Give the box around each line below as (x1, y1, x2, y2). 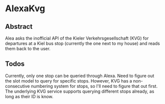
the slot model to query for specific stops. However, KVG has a (5, 78, 133, 83)
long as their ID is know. (5, 93, 54, 99)
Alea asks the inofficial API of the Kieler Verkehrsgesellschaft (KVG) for (5, 35, 149, 41)
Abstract (5, 22, 33, 31)
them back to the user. (5, 46, 51, 51)
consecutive (5, 83, 30, 89)
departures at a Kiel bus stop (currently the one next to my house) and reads (5, 41, 160, 46)
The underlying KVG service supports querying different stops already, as (5, 88, 155, 94)
